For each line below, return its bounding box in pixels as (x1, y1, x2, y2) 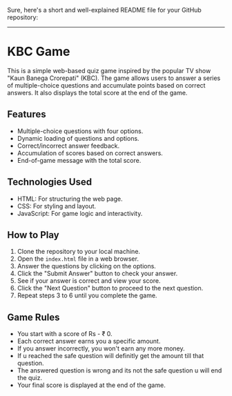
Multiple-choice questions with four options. (17, 127, 144, 135)
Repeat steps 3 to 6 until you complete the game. (17, 291, 157, 299)
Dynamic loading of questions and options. (17, 134, 139, 142)
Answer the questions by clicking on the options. (17, 262, 157, 270)
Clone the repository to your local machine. (17, 248, 140, 256)
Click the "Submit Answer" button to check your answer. (17, 269, 178, 278)
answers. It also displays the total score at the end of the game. (7, 88, 188, 97)
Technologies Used (7, 176, 92, 188)
